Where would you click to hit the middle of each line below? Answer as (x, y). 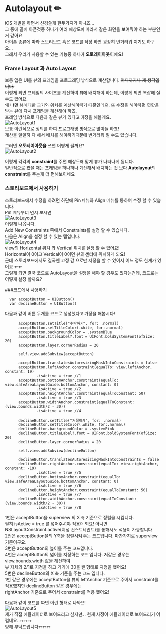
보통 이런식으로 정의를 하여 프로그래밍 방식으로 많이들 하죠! (62, 129)
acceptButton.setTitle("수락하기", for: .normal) (69, 323)
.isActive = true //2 (59, 389)
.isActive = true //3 (59, 398)
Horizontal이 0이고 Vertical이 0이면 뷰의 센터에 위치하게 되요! (65, 254)
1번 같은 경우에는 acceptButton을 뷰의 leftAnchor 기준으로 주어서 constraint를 (82, 579)
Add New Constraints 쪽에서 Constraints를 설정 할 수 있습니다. (67, 230)
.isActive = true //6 (59, 486)
